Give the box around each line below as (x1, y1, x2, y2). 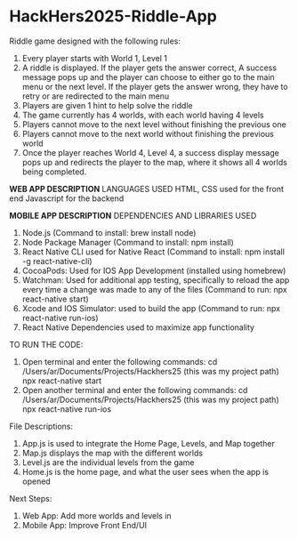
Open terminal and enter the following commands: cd (21, 356, 218, 366)
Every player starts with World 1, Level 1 (21, 52, 167, 63)
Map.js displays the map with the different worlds (21, 447, 203, 458)
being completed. (21, 166, 87, 177)
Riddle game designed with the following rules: (9, 36, 181, 46)
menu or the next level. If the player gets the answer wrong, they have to (21, 81, 288, 92)
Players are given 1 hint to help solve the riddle (21, 100, 193, 110)
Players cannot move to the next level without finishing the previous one (21, 118, 286, 130)
